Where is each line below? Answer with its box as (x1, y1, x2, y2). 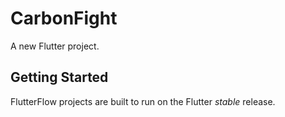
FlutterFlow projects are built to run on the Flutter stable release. (10, 95, 276, 107)
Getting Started (10, 69, 109, 86)
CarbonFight (10, 7, 118, 30)
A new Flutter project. (10, 40, 100, 52)
